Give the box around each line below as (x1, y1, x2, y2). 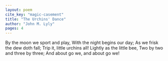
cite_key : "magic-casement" (5, 12, 64, 17)
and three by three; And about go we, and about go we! (5, 50, 120, 56)
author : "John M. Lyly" (5, 21, 55, 26)
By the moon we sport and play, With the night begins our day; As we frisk (5, 39, 159, 45)
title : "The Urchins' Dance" (5, 16, 66, 21)
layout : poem (5, 7, 33, 12)
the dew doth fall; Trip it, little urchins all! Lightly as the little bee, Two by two (5, 45, 163, 51)
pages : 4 (5, 26, 24, 31)
